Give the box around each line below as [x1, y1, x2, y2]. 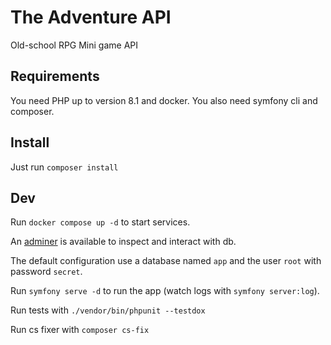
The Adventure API [10, 6, 172, 29]
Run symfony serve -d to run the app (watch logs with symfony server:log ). [10, 285, 320, 297]
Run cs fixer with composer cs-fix [10, 324, 150, 336]
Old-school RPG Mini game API [10, 39, 139, 51]
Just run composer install [10, 161, 119, 173]
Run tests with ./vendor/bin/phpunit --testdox [10, 304, 206, 316]
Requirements [10, 68, 100, 85]
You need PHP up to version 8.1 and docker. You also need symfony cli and [10, 94, 318, 106]
